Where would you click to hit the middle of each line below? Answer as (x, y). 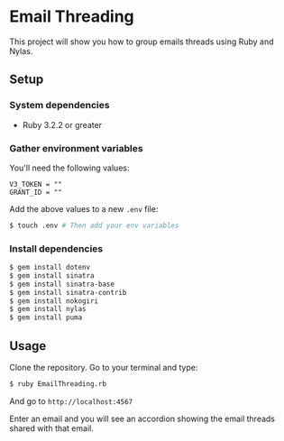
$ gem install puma (46, 317)
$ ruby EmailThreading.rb (58, 384)
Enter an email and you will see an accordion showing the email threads (142, 418)
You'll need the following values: (69, 168)
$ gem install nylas (48, 309)
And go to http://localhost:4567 (71, 401)
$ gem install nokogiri (54, 301)
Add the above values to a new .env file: (84, 208)
